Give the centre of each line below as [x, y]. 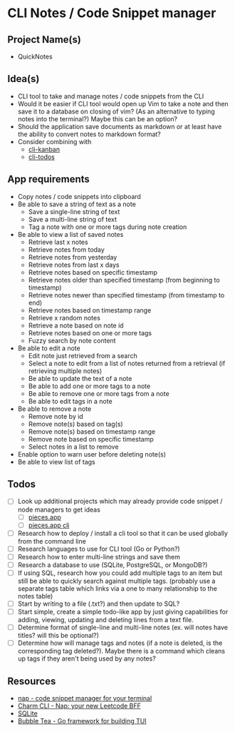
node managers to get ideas [59, 509]
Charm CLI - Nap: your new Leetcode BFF [79, 706]
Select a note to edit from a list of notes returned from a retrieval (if [127, 363]
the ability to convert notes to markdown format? [89, 134]
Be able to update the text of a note [80, 378]
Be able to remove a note [54, 409]
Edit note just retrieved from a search [83, 355]
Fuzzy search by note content [72, 340]
